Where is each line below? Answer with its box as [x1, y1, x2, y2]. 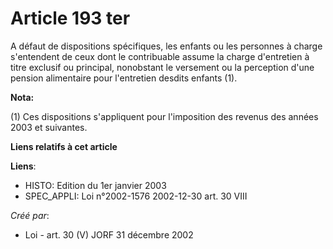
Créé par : [10, 209, 50, 221]
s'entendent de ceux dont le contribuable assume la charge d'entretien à [10, 50, 310, 62]
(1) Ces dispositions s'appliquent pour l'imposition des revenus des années [10, 110, 319, 122]
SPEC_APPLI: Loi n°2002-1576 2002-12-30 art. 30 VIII [24, 190, 248, 202]
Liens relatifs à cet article [10, 140, 118, 152]
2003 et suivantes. [10, 121, 88, 133]
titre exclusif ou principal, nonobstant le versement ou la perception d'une [10, 61, 315, 73]
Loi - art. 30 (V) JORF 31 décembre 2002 [24, 228, 194, 241]
